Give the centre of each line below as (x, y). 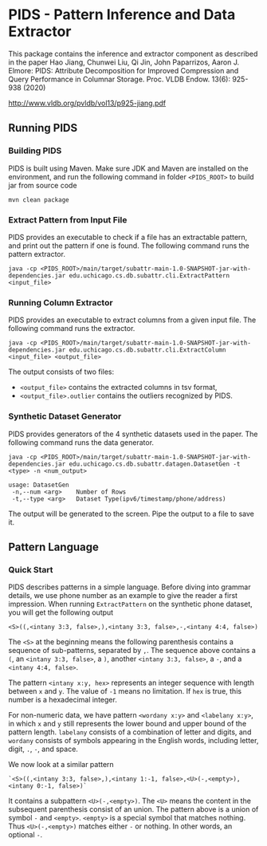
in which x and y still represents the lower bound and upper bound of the (128, 724)
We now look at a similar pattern (61, 765)
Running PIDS (43, 128)
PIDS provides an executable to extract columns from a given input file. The (132, 320)
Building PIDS (35, 151)
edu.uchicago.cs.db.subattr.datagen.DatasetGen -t (155, 464)
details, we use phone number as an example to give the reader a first (123, 596)
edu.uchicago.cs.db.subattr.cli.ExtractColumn (147, 350)
